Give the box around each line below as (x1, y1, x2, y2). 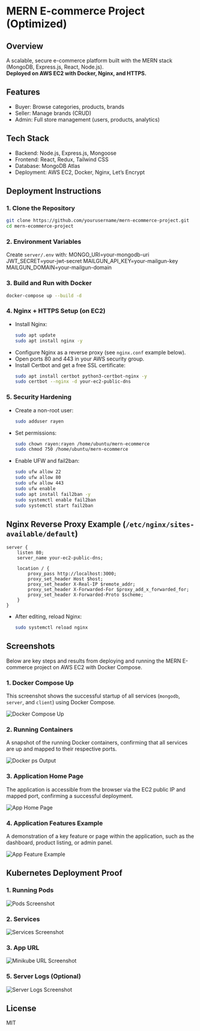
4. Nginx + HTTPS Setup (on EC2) (6, 307, 106, 315)
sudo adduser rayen (14, 418, 64, 424)
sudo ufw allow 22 (14, 469, 61, 475)
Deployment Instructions (6, 186, 102, 196)
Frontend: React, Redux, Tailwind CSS (14, 155, 109, 163)
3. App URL (6, 943, 40, 952)
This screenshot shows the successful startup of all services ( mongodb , (6, 692, 180, 699)
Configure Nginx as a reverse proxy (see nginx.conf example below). (14, 348, 186, 356)
